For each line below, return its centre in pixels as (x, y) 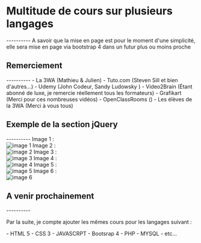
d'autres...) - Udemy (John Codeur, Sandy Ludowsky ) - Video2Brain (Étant (99, 86)
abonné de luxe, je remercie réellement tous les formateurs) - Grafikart (94, 93)
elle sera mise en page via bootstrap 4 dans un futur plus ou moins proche (99, 47)
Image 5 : (45, 164)
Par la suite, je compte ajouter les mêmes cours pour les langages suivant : (99, 222)
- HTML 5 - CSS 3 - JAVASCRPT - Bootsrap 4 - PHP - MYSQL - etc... (92, 234)
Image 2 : (44, 145)
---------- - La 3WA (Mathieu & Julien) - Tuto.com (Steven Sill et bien (92, 80)
